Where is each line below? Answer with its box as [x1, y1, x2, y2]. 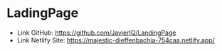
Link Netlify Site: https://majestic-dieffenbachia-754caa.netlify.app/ [16, 35, 215, 44]
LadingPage [6, 5, 79, 21]
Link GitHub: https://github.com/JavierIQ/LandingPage [16, 28, 176, 37]
